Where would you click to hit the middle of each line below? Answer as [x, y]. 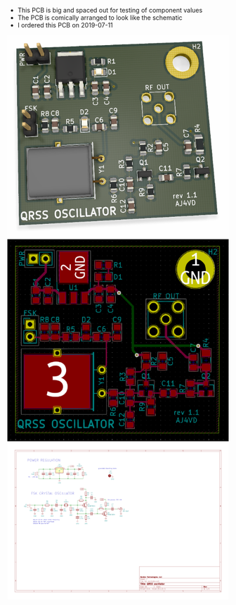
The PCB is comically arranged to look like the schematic [100, 18]
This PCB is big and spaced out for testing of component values [110, 10]
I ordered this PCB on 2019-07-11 [65, 25]
